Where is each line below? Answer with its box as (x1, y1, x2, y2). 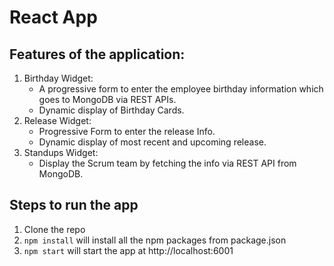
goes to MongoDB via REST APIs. (38, 94, 177, 105)
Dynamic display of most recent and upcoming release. (38, 136, 267, 148)
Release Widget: (23, 115, 92, 126)
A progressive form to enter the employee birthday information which (38, 83, 324, 95)
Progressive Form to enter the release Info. (38, 126, 216, 137)
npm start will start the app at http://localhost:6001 (23, 244, 234, 256)
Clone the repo (23, 223, 86, 235)
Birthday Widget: (23, 72, 94, 84)
